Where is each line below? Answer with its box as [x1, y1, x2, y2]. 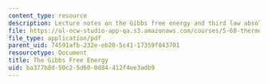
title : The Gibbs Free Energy [8, 57, 109, 65]
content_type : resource [8, 11, 88, 20]
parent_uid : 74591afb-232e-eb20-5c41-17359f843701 [8, 42, 180, 50]
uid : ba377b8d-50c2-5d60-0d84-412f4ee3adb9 [8, 64, 156, 72]
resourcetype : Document [8, 49, 88, 57]
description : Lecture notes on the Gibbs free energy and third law [8, 19, 241, 27]
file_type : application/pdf [8, 34, 102, 42]
